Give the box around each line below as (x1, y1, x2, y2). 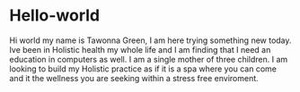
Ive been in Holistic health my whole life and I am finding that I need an (9, 44, 271, 54)
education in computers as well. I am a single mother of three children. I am (9, 54, 288, 64)
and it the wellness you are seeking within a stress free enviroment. (9, 72, 259, 83)
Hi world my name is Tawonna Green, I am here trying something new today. (9, 35, 292, 46)
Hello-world (9, 5, 101, 26)
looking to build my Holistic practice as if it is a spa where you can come (9, 63, 277, 74)
